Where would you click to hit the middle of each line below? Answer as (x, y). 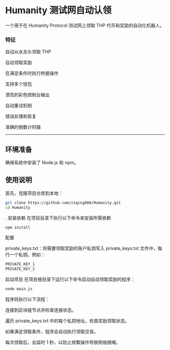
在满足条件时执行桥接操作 (32, 73)
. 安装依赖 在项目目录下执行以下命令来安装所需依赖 (58, 218)
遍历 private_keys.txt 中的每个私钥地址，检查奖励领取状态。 (67, 321)
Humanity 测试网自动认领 (58, 10)
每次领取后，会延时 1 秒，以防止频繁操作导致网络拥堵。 (63, 342)
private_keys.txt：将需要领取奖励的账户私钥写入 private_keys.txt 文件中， (82, 248)
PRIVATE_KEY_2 (20, 269)
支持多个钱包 (18, 84)
